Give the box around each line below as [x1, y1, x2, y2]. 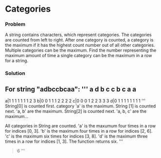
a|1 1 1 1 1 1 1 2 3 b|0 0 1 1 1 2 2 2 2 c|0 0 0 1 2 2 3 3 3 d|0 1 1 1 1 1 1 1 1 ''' [5, 98, 146, 104]
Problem [5, 21, 26, 28]
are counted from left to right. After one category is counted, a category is [5, 37, 154, 43]
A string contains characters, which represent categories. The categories [5, 32, 152, 38]
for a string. [5, 58, 28, 64]
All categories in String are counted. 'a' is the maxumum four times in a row [5, 123, 156, 129]
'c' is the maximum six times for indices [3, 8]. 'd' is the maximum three [5, 133, 148, 139]
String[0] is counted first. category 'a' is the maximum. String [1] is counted [5, 103, 156, 109]
